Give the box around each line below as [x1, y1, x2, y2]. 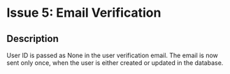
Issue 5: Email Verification [6, 5, 161, 21]
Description [6, 33, 59, 45]
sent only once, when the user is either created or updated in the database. [6, 59, 224, 67]
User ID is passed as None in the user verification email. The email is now [6, 51, 218, 59]
